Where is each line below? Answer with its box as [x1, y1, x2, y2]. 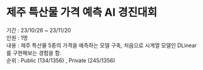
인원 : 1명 [6, 34, 29, 41]
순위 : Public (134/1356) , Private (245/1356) [6, 57, 115, 64]
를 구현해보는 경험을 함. [6, 49, 62, 56]
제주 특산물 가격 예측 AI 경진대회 [6, 5, 157, 19]
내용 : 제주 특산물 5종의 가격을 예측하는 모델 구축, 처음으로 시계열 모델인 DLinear [6, 42, 198, 49]
